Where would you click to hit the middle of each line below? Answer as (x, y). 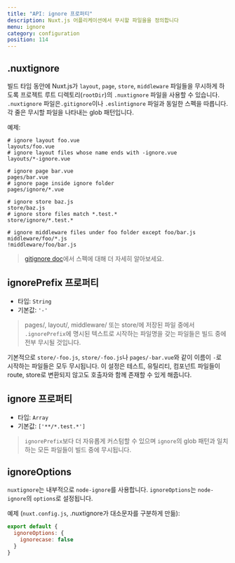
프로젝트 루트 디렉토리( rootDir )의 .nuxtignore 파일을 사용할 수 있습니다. (120, 95)
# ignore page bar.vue (40, 171)
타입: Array (33, 417)
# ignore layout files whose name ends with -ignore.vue (92, 152)
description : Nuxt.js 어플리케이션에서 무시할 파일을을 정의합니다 (93, 20)
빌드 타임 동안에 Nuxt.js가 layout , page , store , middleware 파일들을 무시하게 (112, 86)
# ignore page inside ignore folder (61, 183)
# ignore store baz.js (40, 202)
